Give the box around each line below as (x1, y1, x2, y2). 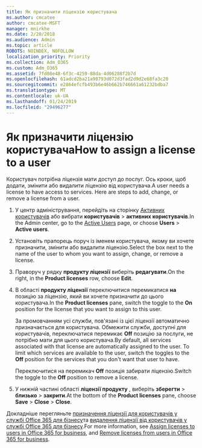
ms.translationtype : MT (6, 87, 66, 93)
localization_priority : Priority (6, 54, 90, 60)
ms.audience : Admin (6, 37, 55, 43)
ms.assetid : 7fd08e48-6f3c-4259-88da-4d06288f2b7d (6, 71, 136, 77)
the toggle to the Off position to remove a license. (14, 374, 139, 381)
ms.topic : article (6, 43, 52, 49)
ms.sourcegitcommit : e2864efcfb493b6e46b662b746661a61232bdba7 (6, 82, 169, 88)
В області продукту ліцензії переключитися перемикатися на (14, 286, 177, 294)
